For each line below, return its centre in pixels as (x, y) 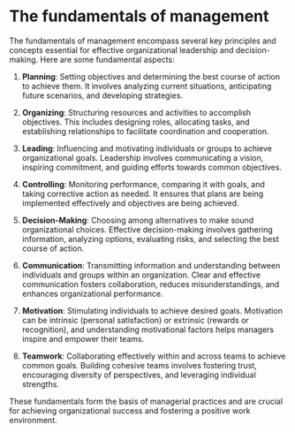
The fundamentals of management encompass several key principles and (143, 41)
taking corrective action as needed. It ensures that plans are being (143, 193)
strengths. (41, 384)
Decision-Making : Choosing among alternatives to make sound (138, 220)
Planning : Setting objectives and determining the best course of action (151, 76)
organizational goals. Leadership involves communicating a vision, (143, 157)
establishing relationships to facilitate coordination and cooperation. (145, 131)
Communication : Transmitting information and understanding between (151, 265)
